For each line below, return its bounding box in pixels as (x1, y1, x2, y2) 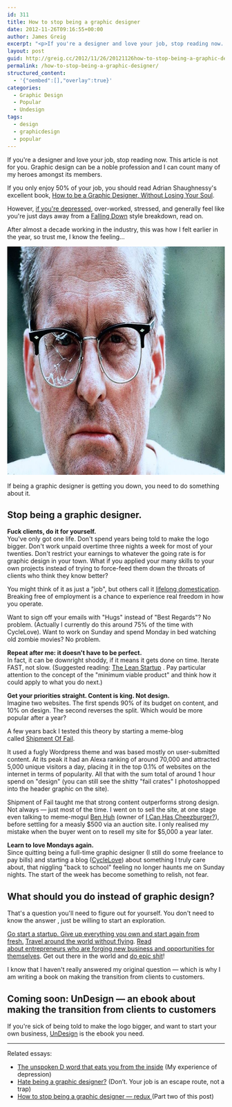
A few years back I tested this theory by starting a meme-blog (7, 727, 184, 735)
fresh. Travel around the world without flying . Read (7, 937, 152, 945)
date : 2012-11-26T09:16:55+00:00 (7, 26, 104, 33)
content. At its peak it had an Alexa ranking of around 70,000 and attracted (7, 756, 220, 764)
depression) (17, 1070, 52, 1078)
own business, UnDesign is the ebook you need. (7, 1029, 145, 1038)
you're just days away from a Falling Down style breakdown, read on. (7, 211, 204, 220)
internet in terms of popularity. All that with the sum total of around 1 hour (7, 770, 215, 778)
